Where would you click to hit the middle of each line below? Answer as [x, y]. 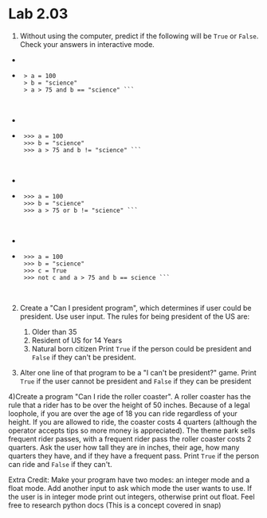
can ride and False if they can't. [61, 464]
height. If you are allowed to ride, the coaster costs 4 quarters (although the [133, 422]
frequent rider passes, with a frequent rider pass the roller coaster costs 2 [130, 438]
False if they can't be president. [84, 357]
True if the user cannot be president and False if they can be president [135, 381]
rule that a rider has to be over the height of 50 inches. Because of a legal [129, 405]
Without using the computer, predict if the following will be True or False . [139, 36]
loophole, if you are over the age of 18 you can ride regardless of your [123, 413]
